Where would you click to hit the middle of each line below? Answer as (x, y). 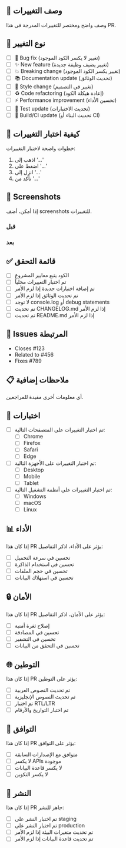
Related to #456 (34, 354)
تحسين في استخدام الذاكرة (44, 564)
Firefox (32, 443)
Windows (35, 496)
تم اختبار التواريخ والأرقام (42, 710)
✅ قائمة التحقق (31, 261)
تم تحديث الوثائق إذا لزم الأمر (46, 295)
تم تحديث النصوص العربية (42, 690)
